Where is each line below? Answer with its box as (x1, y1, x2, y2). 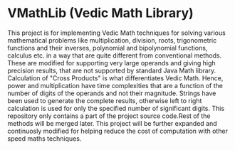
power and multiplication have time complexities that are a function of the (7, 81, 223, 90)
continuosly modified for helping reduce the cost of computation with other (7, 127, 228, 135)
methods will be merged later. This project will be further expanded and (7, 119, 217, 127)
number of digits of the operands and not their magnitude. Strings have (7, 89, 216, 97)
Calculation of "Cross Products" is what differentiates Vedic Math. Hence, (7, 73, 224, 82)
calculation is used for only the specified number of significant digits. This (7, 104, 225, 112)
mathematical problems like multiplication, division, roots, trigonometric (7, 36, 217, 44)
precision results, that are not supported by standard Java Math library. (7, 66, 216, 75)
